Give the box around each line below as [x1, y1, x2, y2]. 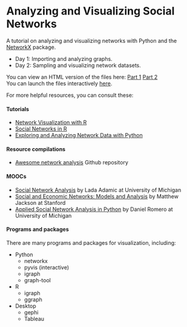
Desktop [15, 302, 36, 309]
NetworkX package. [6, 44, 56, 51]
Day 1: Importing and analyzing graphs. [15, 55, 113, 62]
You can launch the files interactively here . [6, 80, 113, 87]
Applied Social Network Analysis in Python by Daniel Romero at [15, 206, 174, 213]
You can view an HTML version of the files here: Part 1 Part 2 [6, 73, 158, 80]
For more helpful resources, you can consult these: [6, 91, 134, 99]
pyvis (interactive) [24, 264, 70, 271]
